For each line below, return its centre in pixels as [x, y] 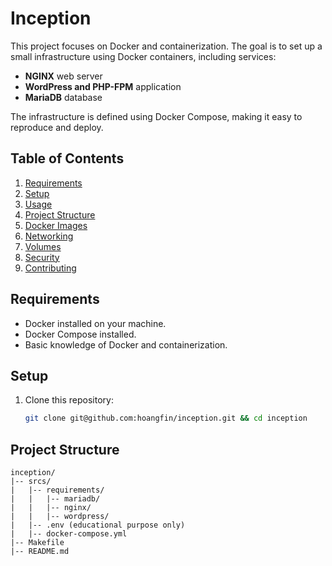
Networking [49, 236]
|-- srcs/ [31, 482]
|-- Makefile [37, 543]
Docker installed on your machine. [95, 323]
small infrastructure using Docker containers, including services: [143, 56]
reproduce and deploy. [57, 127]
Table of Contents [67, 158]
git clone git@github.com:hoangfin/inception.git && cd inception [166, 418]
